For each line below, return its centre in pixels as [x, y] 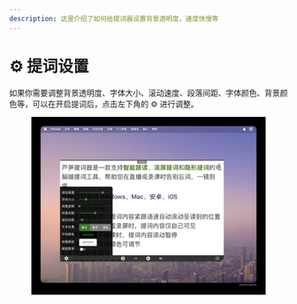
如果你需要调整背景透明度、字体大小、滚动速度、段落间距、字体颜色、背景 [145, 92]
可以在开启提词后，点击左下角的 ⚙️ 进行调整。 [115, 104]
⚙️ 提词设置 [49, 66]
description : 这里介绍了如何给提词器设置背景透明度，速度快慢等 [114, 19]
